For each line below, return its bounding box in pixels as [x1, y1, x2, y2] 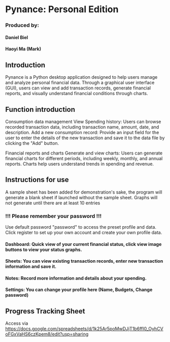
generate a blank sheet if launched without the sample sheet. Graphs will [5, 194, 158, 200]
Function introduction [5, 105, 75, 114]
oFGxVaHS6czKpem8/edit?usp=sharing [5, 331, 89, 337]
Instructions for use [5, 175, 70, 184]
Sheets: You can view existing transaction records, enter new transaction [5, 258, 163, 264]
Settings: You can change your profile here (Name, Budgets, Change [5, 287, 153, 293]
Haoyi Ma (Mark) [5, 46, 42, 52]
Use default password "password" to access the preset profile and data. [5, 224, 156, 230]
